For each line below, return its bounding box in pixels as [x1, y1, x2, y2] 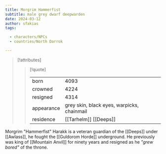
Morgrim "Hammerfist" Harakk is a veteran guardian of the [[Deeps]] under [5, 128, 158, 134]
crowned [32, 85, 53, 92]
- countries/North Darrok [9, 39, 63, 44]
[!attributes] [17, 57, 41, 63]
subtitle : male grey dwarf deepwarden [5, 12, 85, 17]
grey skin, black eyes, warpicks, [65, 102, 139, 109]
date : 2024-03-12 [5, 16, 41, 21]
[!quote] [29, 66, 46, 72]
